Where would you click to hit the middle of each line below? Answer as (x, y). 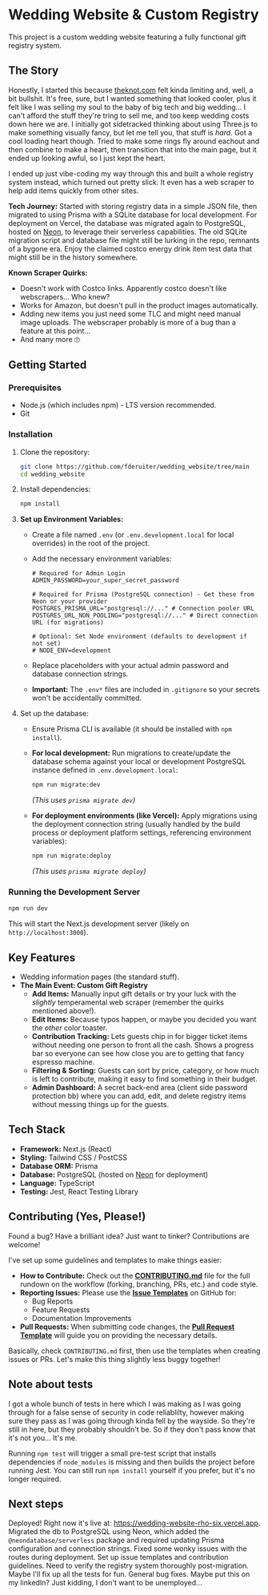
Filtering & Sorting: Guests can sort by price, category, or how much (146, 1070)
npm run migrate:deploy (72, 856)
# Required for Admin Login (78, 574)
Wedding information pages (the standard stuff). (100, 977)
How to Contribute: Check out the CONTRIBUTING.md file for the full (135, 1275)
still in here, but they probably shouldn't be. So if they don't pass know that (132, 1429)
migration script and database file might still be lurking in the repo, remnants (134, 240)
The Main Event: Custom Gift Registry (84, 985)
